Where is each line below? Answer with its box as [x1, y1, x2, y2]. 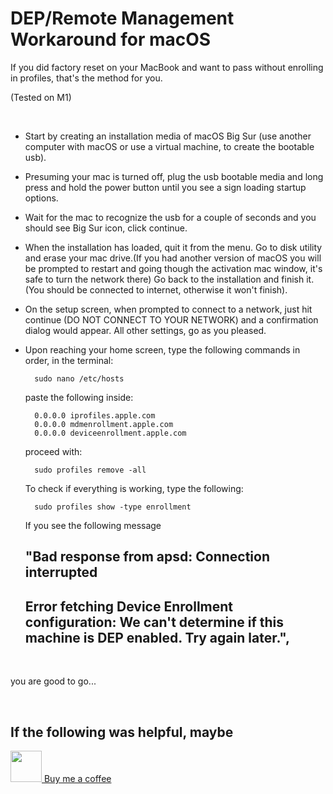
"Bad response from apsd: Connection [24, 548, 271, 566]
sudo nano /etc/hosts [34, 373, 125, 384]
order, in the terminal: [24, 354, 114, 366]
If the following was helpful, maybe [10, 723, 234, 741]
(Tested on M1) [10, 91, 72, 103]
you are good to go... [10, 675, 97, 687]
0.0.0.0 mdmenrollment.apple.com [34, 419, 174, 429]
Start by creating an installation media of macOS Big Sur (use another [24, 130, 312, 142]
